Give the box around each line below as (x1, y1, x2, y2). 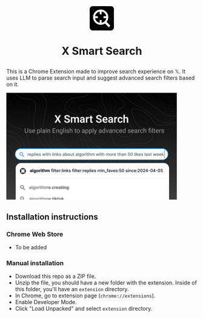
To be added (15, 244, 47, 251)
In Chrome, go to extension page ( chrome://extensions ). (15, 292, 156, 299)
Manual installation (6, 259, 64, 268)
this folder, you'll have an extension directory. (15, 286, 129, 293)
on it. (6, 81, 19, 88)
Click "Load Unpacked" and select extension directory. (15, 305, 153, 313)
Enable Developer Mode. (15, 299, 77, 306)
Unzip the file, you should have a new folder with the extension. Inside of (15, 279, 197, 286)
